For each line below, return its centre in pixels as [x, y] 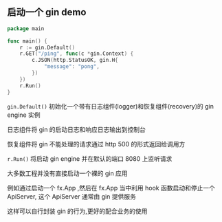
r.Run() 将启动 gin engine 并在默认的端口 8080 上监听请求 [90, 158]
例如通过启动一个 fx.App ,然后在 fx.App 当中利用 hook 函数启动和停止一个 [111, 188]
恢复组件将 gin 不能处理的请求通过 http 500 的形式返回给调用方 [96, 144]
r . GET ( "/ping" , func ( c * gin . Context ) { [77, 54]
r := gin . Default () [47, 47]
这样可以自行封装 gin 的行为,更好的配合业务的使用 [77, 211]
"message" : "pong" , [71, 67]
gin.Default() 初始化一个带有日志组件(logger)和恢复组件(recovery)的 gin [111, 106]
